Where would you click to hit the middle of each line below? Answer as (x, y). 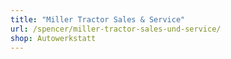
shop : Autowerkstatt (53, 38)
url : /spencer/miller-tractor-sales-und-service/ (116, 29)
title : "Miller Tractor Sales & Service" (98, 19)
